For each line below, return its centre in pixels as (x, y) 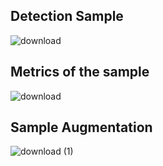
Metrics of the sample (80, 72)
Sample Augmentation (81, 127)
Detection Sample (67, 16)
